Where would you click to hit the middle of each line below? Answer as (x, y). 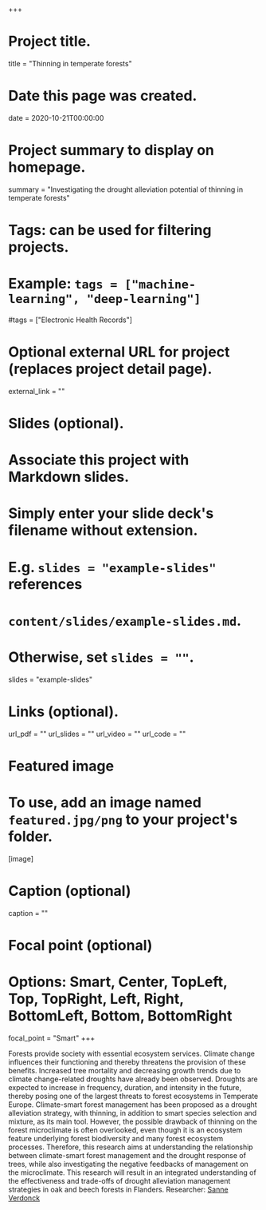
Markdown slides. (69, 477)
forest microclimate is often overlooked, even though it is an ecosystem (125, 1130)
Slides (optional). (66, 424)
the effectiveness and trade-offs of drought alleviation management (119, 1180)
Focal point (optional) (80, 945)
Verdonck (24, 1198)
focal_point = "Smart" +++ (52, 1038)
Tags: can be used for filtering (110, 230)
